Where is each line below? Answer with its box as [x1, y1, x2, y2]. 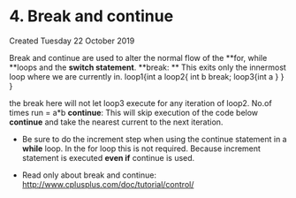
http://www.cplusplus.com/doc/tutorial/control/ [21, 179, 194, 189]
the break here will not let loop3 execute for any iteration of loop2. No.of [9, 97, 272, 108]
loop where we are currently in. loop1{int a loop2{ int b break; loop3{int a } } [9, 71, 285, 81]
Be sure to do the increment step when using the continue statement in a [21, 133, 287, 144]
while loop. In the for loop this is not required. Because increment [21, 143, 261, 154]
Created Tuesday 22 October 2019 [9, 35, 135, 46]
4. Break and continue [9, 6, 174, 27]
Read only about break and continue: [21, 170, 157, 180]
